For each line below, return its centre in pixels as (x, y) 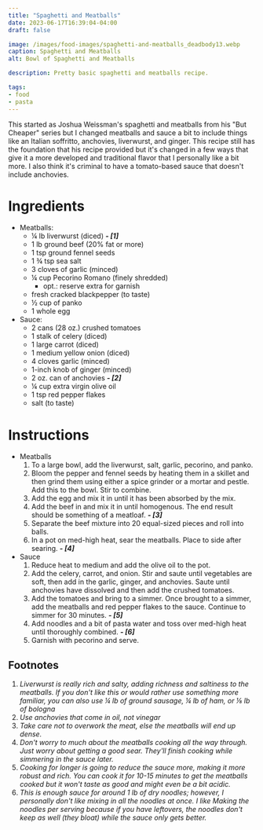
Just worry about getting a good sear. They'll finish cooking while (126, 751)
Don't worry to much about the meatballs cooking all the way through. (133, 743)
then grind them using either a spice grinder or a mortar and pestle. (140, 482)
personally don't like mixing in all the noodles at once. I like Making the (134, 801)
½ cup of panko (57, 303)
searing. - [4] (53, 549)
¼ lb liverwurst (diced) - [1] (75, 236)
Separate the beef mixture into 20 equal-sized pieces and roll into (137, 523)
